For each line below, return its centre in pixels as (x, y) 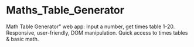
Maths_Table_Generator (65, 10)
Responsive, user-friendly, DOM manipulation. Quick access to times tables (97, 32)
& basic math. (23, 39)
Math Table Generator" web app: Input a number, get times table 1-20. (91, 26)
